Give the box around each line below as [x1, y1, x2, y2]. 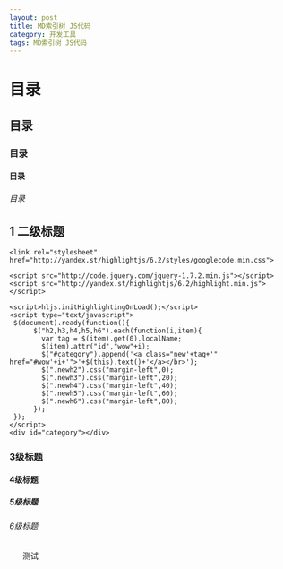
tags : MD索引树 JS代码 [9, 38, 88, 47]
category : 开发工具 [9, 30, 77, 39]
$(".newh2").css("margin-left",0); [41, 365, 175, 375]
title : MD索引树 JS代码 [9, 22, 91, 30]
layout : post [9, 13, 58, 22]
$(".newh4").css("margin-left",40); [41, 381, 178, 390]
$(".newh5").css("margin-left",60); [41, 389, 178, 398]
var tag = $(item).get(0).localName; [41, 333, 182, 343]
